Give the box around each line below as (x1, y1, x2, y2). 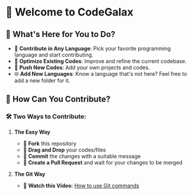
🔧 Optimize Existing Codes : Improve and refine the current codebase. (14, 58, 187, 64)
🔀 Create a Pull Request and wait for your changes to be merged (23, 159, 183, 166)
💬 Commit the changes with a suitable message (23, 152, 141, 160)
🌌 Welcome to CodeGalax (5, 5, 133, 19)
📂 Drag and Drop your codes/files (23, 146, 106, 153)
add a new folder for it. (14, 77, 70, 84)
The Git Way (14, 170, 46, 178)
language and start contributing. (14, 51, 94, 58)
